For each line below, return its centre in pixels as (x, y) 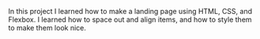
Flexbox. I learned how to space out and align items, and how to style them (130, 19)
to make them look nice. (47, 28)
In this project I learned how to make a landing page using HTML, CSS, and (130, 11)
